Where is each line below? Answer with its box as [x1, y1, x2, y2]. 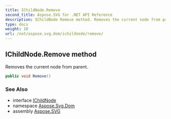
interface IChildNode [12, 97, 56, 103]
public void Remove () [5, 74, 51, 79]
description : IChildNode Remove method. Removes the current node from [5, 17, 160, 22]
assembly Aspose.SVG [12, 108, 61, 114]
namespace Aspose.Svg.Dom [12, 103, 75, 109]
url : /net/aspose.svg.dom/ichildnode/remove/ [5, 31, 103, 36]
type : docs [5, 21, 28, 27]
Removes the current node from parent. [5, 63, 88, 69]
